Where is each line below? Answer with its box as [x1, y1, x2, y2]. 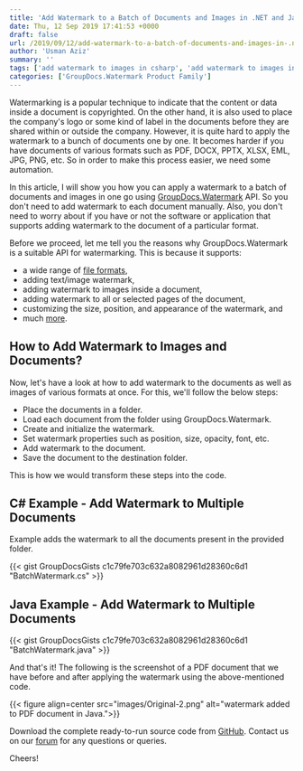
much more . [22, 313, 68, 324]
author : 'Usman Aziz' [9, 47, 91, 56]
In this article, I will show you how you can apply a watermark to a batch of [9, 182, 287, 193]
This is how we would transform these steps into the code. [9, 469, 227, 480]
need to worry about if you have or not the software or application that [9, 210, 271, 221]
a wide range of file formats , [22, 264, 128, 276]
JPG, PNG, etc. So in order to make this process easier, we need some [9, 155, 271, 165]
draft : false [9, 30, 59, 39]
